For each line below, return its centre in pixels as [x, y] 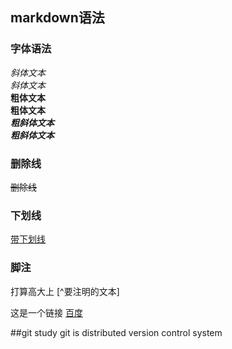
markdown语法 [57, 18]
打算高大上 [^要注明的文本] [65, 291]
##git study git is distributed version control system [116, 332]
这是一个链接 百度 [46, 312]
